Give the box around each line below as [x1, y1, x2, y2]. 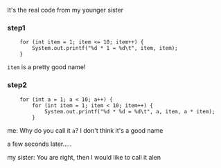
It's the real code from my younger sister [7, 6, 123, 14]
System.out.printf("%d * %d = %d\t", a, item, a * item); [44, 108, 215, 115]
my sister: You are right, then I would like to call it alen [7, 153, 161, 161]
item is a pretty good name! [7, 63, 86, 71]
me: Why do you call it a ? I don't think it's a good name [7, 126, 163, 134]
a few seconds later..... [7, 140, 72, 148]
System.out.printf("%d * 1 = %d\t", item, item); [32, 45, 178, 52]
